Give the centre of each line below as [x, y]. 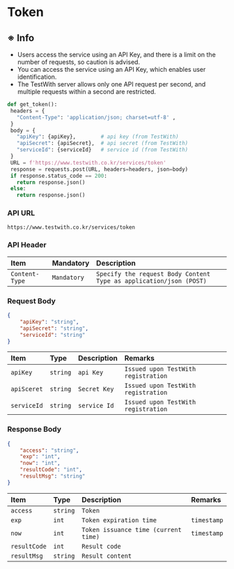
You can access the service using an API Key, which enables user [111, 69]
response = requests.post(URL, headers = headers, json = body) [99, 169]
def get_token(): [32, 105]
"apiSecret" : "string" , [54, 328]
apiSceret [27, 389]
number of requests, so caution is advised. [79, 62]
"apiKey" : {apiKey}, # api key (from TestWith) [97, 137]
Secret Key [96, 389]
